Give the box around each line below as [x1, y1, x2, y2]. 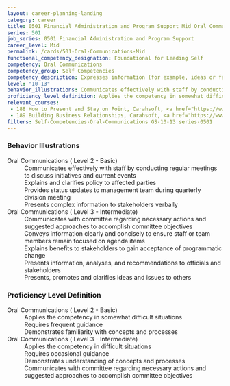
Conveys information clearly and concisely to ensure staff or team [24, 229, 211, 237]
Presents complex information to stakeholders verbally [24, 200, 178, 208]
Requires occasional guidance [24, 350, 110, 358]
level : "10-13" [7, 80, 51, 87]
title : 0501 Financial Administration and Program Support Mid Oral [7, 23, 207, 29]
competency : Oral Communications [7, 61, 103, 68]
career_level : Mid [7, 42, 60, 49]
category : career [7, 16, 57, 23]
